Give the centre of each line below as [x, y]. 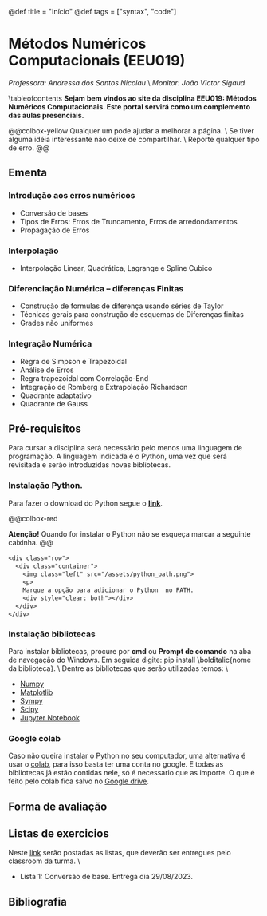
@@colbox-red [33, 518]
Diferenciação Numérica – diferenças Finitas [96, 288]
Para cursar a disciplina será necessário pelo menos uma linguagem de [126, 448]
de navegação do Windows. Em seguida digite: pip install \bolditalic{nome [130, 660]
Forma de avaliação [58, 806]
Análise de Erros [47, 370]
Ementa [28, 173]
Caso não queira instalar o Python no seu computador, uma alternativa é [127, 756]
